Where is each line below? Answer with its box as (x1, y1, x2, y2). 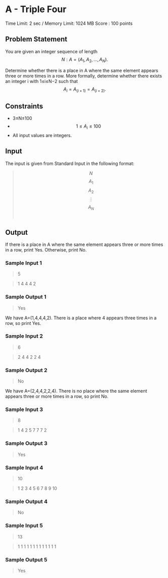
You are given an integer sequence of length (5, 48, 97, 54)
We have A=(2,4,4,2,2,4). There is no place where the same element (5, 388, 147, 394)
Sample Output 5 (5, 556, 47, 563)
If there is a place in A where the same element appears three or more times (5, 241, 163, 247)
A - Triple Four (5, 4, 67, 15)
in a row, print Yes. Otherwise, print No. (5, 246, 87, 253)
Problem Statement (5, 35, 68, 44)
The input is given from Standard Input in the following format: (5, 160, 135, 167)
